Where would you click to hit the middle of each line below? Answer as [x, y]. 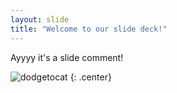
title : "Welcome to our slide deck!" [89, 29]
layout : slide [40, 19]
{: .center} [90, 77]
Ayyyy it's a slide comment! [67, 57]
